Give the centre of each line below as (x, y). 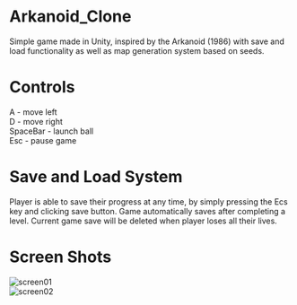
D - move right (36, 121)
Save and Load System (96, 177)
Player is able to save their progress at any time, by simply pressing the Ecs (149, 201)
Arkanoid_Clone (70, 17)
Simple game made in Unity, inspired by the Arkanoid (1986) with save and (147, 41)
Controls (42, 87)
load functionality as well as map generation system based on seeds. (137, 50)
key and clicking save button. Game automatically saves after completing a (147, 211)
